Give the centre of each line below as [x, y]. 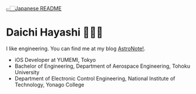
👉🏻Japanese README [34, 8]
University [27, 72]
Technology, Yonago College [49, 85]
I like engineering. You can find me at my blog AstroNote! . [76, 48]
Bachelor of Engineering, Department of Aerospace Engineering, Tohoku [102, 66]
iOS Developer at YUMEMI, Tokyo [55, 60]
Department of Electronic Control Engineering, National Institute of [95, 78]
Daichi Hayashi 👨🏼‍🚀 [55, 32]
